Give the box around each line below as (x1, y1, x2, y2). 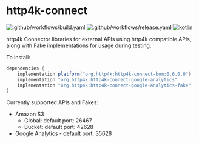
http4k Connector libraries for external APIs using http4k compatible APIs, (6, 35, 192, 42)
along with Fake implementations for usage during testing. (6, 42, 152, 49)
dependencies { (6, 65, 45, 71)
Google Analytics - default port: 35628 (15, 130, 112, 137)
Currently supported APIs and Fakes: (6, 99, 99, 106)
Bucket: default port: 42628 (24, 124, 94, 131)
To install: (6, 53, 30, 61)
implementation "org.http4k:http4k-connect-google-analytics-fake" (17, 82, 191, 88)
